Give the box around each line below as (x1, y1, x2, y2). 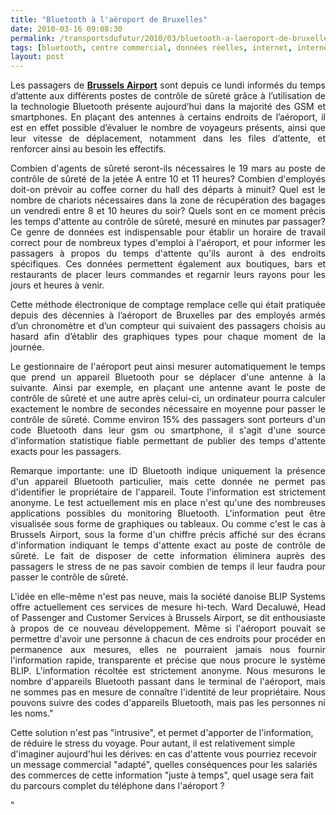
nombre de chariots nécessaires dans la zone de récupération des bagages (10, 194, 326, 206)
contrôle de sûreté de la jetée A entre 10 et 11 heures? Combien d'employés (10, 173, 326, 185)
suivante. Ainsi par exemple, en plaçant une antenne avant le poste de (10, 382, 326, 394)
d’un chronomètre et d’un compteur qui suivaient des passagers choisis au (10, 320, 326, 332)
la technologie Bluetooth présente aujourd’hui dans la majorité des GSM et (10, 101, 326, 113)
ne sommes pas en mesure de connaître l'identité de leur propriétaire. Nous (10, 686, 326, 698)
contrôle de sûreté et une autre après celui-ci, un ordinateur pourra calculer (10, 392, 326, 405)
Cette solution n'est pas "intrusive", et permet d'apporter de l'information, (10, 727, 314, 739)
